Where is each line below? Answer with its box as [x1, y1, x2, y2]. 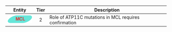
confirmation [49, 19, 77, 25]
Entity [13, 7, 27, 13]
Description [94, 7, 120, 13]
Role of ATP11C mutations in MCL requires [49, 14, 140, 20]
